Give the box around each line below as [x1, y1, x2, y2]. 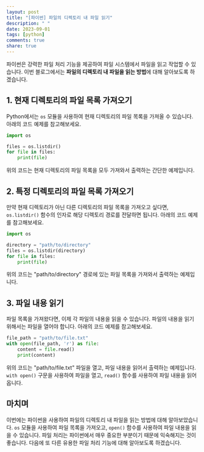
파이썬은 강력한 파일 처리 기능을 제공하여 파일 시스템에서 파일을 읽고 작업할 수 [6, 60, 190, 68]
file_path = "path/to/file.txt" [6, 335, 88, 342]
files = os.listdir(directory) [6, 248, 86, 254]
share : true [6, 43, 37, 49]
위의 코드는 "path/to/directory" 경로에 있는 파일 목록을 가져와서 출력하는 [6, 271, 179, 278]
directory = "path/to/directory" [6, 242, 91, 248]
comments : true [6, 37, 45, 43]
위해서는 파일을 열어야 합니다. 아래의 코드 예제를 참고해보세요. [6, 323, 153, 330]
